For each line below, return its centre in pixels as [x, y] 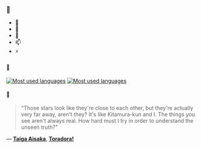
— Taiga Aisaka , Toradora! [40, 138]
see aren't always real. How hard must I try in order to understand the [107, 120]
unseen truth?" [39, 127]
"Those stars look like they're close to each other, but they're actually [107, 108]
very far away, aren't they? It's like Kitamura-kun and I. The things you [108, 114]
